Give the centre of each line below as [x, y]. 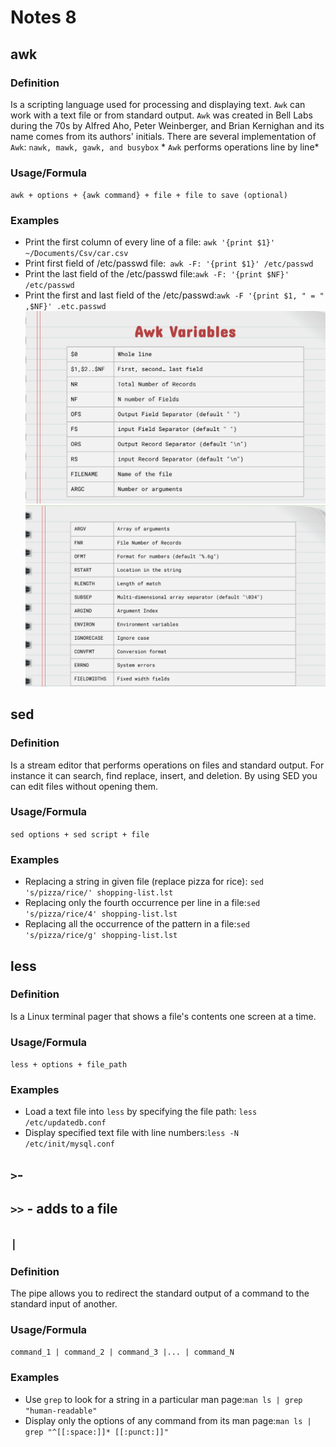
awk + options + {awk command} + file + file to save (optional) [149, 196]
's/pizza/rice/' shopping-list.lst [99, 893]
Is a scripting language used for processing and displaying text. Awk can [158, 104]
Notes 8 [43, 17]
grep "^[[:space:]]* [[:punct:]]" [96, 1432]
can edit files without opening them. [84, 786]
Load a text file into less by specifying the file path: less [141, 1112]
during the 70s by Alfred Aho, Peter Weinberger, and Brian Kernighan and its [167, 125]
